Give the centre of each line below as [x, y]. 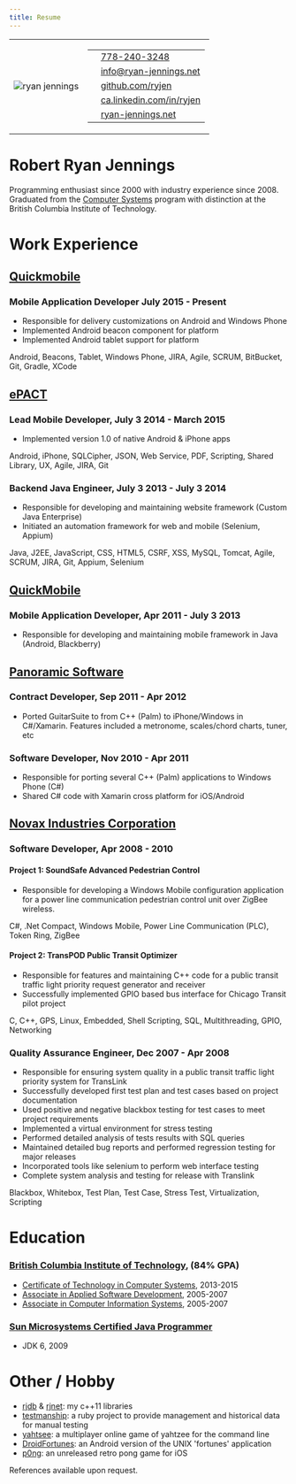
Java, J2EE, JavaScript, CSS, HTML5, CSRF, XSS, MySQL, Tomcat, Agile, [142, 553]
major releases [49, 1157]
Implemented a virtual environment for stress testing [117, 1128]
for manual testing [55, 1425]
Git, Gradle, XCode [43, 366]
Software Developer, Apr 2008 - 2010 [91, 849]
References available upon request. [74, 1470]
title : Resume [35, 17]
